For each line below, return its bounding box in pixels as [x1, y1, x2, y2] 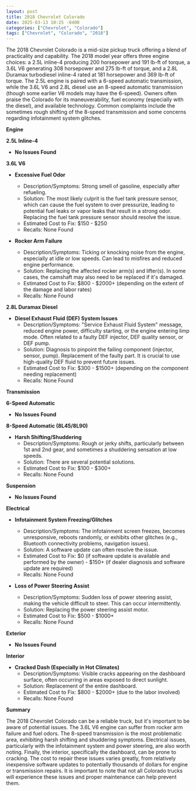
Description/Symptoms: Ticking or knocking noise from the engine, [23, 249, 185, 256]
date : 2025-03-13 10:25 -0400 [6, 19, 80, 25]
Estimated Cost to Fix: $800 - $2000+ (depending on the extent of [23, 280, 184, 287]
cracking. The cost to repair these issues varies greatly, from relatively [6, 755, 176, 762]
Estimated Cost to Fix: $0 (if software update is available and [23, 552, 170, 559]
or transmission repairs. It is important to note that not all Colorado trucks [6, 767, 183, 775]
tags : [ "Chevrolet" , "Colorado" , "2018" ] [6, 30, 109, 36]
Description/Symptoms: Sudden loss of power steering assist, [23, 594, 173, 601]
